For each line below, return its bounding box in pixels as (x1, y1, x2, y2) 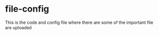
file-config (5, 3, 50, 15)
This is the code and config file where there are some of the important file (5, 19, 154, 25)
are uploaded (5, 24, 32, 30)
